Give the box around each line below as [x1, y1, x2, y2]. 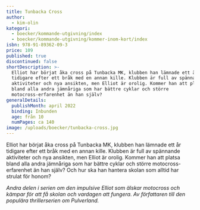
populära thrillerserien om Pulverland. [6, 197, 99, 204]
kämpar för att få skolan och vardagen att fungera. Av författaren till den [6, 191, 186, 198]
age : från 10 [11, 114, 44, 120]
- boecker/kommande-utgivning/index [11, 31, 102, 37]
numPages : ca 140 [11, 120, 55, 126]
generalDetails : [6, 97, 46, 103]
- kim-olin [11, 20, 39, 26]
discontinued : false [6, 58, 58, 64]
